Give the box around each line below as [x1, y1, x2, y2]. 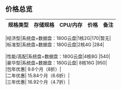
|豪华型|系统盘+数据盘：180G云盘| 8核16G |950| [5, 59, 107, 65]
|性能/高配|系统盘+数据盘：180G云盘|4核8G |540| [5, 53, 111, 59]
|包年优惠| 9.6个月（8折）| [5, 66, 62, 72]
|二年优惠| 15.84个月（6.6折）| [5, 72, 70, 78]
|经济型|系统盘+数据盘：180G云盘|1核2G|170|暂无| [5, 35, 111, 41]
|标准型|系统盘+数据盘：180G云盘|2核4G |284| [5, 41, 105, 48]
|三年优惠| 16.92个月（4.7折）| [5, 79, 70, 85]
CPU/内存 [59, 21, 83, 28]
